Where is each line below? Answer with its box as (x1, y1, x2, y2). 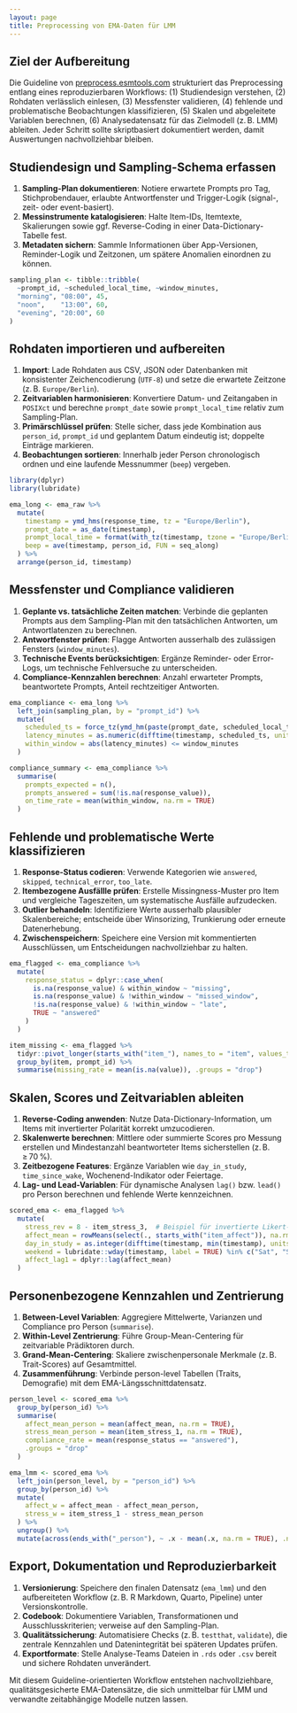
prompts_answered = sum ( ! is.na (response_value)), (25, 788, 212, 797)
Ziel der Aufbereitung (9, 54, 131, 69)
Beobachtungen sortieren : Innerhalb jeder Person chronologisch (21, 449, 261, 461)
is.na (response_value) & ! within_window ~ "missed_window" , (32, 992, 259, 1001)
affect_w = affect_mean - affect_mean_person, (25, 1501, 200, 1510)
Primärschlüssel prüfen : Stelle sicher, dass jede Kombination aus (21, 422, 263, 432)
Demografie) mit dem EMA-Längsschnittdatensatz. (21, 1377, 208, 1388)
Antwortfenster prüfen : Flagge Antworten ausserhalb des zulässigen (21, 634, 276, 645)
